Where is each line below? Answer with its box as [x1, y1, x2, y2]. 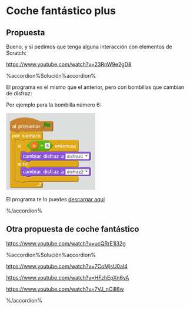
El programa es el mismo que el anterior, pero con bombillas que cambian [6, 84, 185, 91]
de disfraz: [6, 90, 32, 97]
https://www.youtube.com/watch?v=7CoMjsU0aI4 [6, 263, 128, 270]
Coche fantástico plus [6, 4, 116, 18]
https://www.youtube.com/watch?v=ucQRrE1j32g [6, 240, 126, 247]
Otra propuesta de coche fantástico [6, 224, 139, 234]
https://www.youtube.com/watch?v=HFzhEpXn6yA [6, 274, 129, 281]
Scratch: [6, 49, 26, 57]
